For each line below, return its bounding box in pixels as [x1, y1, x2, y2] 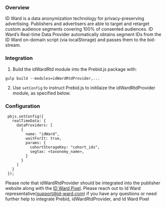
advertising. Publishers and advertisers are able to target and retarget [5, 21, 150, 27]
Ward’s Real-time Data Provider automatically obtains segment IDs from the [5, 32, 161, 38]
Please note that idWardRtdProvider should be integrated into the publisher [5, 180, 160, 186]
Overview [5, 4, 30, 11]
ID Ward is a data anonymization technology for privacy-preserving [5, 16, 144, 22]
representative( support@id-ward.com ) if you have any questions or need [5, 190, 157, 196]
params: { [25, 140, 46, 145]
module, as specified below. [12, 90, 71, 96]
